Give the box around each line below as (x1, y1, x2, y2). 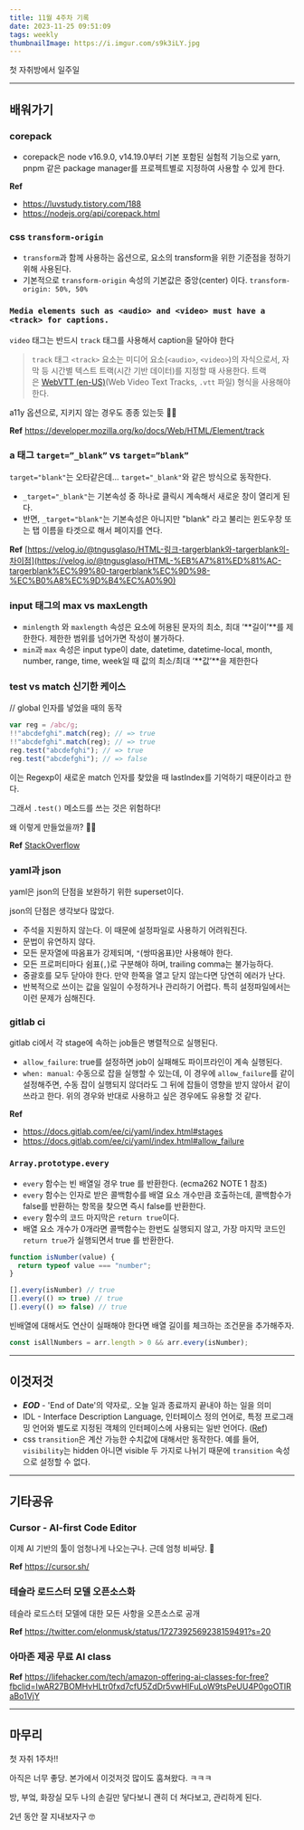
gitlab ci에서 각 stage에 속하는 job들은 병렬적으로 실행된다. (9, 1037, 219, 1048)
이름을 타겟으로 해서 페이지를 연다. (42, 524, 163, 535)
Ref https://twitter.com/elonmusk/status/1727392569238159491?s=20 (9, 1625, 271, 1636)
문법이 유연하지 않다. (22, 936, 96, 947)
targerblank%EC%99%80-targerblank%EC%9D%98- (9, 565, 211, 576)
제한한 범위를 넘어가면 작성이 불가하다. (49, 633, 185, 643)
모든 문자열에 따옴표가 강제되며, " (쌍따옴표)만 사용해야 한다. (22, 948, 233, 958)
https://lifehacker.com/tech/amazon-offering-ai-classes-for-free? (24, 1671, 270, 1682)
